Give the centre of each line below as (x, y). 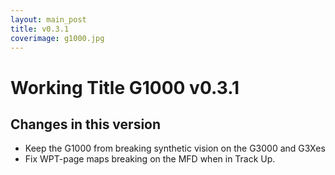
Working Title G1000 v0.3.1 (125, 87)
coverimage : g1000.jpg (57, 38)
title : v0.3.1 (40, 29)
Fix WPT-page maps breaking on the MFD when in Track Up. (150, 159)
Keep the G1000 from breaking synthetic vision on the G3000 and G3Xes (175, 148)
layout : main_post (48, 19)
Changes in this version (86, 124)
